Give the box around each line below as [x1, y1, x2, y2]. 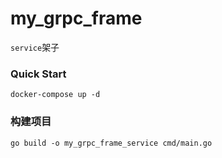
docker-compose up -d [10, 90, 101, 100]
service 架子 [10, 41, 60, 53]
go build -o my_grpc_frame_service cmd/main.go [10, 138, 213, 148]
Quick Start [10, 67, 67, 81]
